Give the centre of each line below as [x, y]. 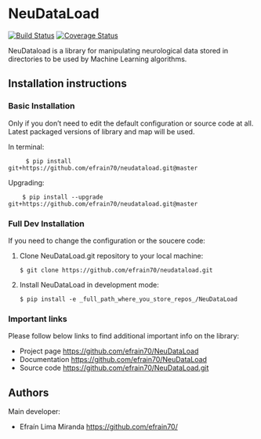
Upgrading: [26, 182]
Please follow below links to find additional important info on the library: [124, 336]
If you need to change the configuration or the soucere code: [107, 240]
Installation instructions [67, 84]
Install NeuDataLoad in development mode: [89, 284]
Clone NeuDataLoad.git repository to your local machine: [111, 255]
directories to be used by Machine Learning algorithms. [98, 59]
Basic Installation [42, 106]
